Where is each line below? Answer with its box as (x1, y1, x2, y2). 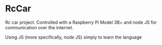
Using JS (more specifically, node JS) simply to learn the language (5, 34, 142, 40)
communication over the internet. (5, 24, 74, 30)
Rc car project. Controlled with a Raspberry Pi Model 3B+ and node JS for (5, 19, 157, 25)
